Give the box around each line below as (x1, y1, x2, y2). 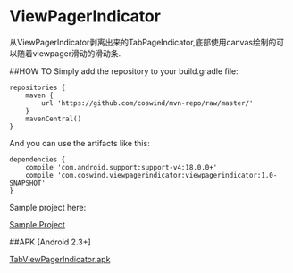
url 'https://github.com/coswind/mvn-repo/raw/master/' (41, 98, 254, 108)
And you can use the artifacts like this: (9, 137, 150, 148)
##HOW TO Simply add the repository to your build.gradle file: (9, 65, 239, 77)
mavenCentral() (25, 114, 82, 123)
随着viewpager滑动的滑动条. (16, 47, 121, 59)
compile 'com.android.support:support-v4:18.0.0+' (25, 162, 218, 171)
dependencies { (9, 154, 66, 164)
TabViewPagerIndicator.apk (9, 253, 111, 264)
